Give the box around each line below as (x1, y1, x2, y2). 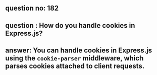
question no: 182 (5, 4, 59, 13)
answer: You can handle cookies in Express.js (5, 46, 152, 55)
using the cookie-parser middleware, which (5, 54, 144, 62)
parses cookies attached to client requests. (5, 62, 145, 70)
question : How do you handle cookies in (5, 21, 135, 30)
